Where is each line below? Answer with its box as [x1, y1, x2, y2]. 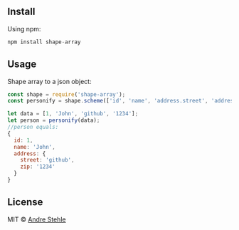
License [7, 196, 43, 209]
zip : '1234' [20, 163, 55, 170]
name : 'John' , [14, 143, 55, 150]
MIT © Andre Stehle [7, 215, 66, 224]
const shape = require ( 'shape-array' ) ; [7, 90, 126, 98]
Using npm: [7, 24, 41, 33]
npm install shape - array [7, 38, 81, 46]
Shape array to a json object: [7, 77, 92, 85]
